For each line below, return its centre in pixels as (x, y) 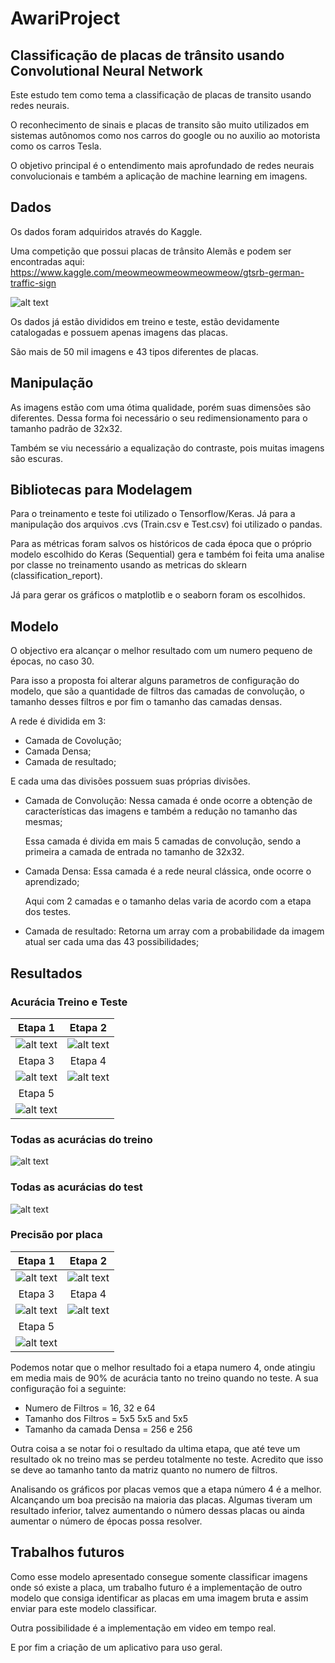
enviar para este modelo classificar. (83, 1608)
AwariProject (65, 18)
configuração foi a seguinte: (68, 1388)
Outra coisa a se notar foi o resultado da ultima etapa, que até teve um (155, 1448)
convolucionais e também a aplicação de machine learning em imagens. (159, 176)
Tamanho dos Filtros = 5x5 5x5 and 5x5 (106, 1418)
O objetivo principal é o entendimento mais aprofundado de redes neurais (162, 165)
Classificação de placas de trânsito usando (147, 55)
